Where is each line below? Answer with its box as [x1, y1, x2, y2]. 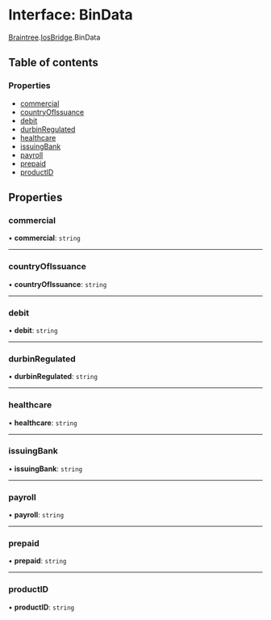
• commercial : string [8, 233, 81, 243]
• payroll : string [8, 510, 65, 520]
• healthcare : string [8, 418, 78, 428]
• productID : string [8, 602, 75, 612]
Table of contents [8, 56, 98, 70]
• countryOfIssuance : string [8, 279, 107, 289]
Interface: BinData [8, 6, 133, 24]
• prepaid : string [8, 556, 67, 566]
